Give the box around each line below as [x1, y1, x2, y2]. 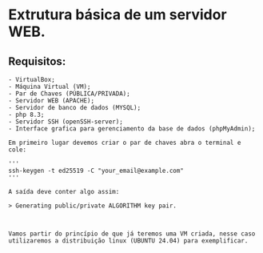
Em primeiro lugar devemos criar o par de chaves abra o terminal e [8, 139, 241, 147]
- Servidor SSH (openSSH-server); [8, 118, 124, 126]
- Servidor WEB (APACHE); [8, 97, 94, 105]
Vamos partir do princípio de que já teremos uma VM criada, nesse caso [8, 230, 256, 238]
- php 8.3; [8, 110, 45, 118]
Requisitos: [8, 54, 66, 68]
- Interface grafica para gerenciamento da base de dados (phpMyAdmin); [8, 125, 256, 133]
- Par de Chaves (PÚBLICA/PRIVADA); [8, 90, 130, 98]
